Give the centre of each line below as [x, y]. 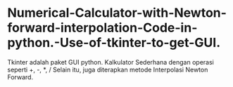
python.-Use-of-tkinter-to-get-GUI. [114, 43]
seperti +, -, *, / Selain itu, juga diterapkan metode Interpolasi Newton [108, 69]
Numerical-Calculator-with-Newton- [117, 13]
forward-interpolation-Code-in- [102, 28]
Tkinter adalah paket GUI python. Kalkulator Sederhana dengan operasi [111, 62]
